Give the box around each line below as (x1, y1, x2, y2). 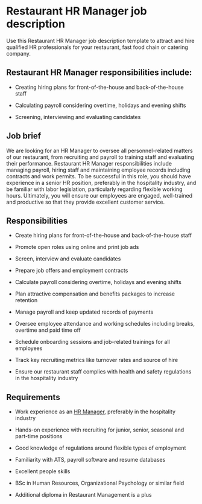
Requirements (6, 392, 60, 402)
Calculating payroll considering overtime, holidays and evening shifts (14, 102, 186, 109)
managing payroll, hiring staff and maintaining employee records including (6, 166, 191, 173)
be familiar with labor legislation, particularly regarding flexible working (6, 186, 183, 193)
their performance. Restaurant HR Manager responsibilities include (6, 160, 172, 167)
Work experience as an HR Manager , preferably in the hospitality (14, 408, 176, 415)
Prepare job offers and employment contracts (14, 267, 128, 274)
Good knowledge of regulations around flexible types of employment (14, 444, 186, 451)
